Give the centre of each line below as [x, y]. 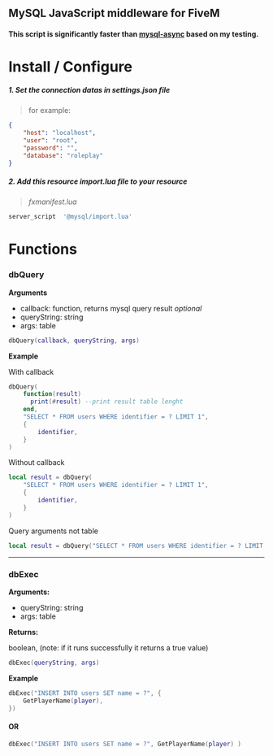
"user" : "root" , [51, 140]
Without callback [37, 463]
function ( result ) [52, 394]
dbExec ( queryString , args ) [54, 663]
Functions [43, 249]
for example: [49, 111]
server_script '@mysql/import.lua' [70, 217]
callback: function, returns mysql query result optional [111, 308]
